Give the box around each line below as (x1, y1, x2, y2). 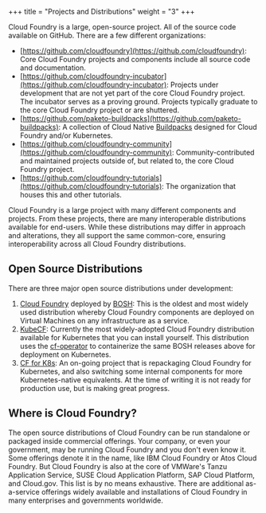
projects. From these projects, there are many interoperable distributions (8, 214, 247, 223)
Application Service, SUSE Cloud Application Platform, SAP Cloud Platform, (8, 470, 255, 480)
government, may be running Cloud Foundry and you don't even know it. (8, 444, 247, 454)
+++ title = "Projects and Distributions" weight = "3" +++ (8, 7, 195, 16)
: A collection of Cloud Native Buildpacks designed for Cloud (58, 123, 257, 131)
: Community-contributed (171, 147, 255, 157)
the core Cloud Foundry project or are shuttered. (19, 105, 180, 115)
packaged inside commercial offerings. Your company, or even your (8, 436, 231, 445)
